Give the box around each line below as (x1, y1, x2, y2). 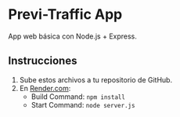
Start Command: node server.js (31, 100, 135, 109)
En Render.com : (19, 83, 71, 93)
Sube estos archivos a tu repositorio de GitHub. (19, 75, 173, 84)
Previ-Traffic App (8, 5, 123, 24)
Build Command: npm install (31, 92, 125, 101)
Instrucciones (8, 54, 77, 68)
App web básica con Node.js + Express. (8, 31, 137, 41)
